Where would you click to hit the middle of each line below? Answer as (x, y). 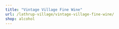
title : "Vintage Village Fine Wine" (44, 10)
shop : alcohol (20, 19)
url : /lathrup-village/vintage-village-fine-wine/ (60, 14)
